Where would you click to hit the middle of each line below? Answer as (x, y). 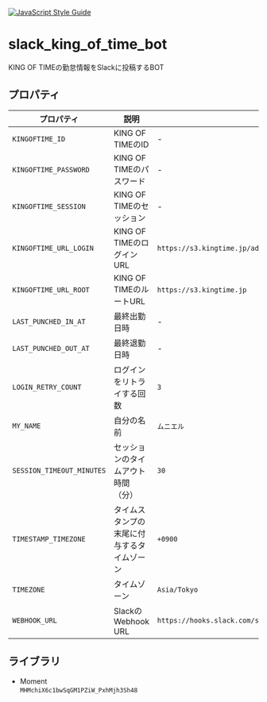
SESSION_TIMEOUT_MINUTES (59, 470)
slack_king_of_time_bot (88, 44)
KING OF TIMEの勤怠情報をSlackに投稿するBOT (86, 67)
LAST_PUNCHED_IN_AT (49, 321)
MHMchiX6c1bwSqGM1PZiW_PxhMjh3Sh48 (79, 690)
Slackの (128, 611)
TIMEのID (132, 145)
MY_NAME (27, 426)
